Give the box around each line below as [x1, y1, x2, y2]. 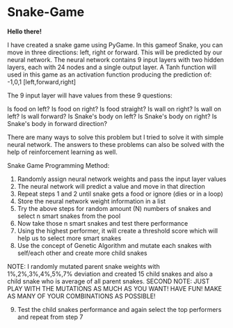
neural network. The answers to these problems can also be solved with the [7, 140, 225, 148]
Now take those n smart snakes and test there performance [17, 219, 188, 227]
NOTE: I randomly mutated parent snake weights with [7, 262, 160, 270]
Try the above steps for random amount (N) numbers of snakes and [17, 204, 211, 212]
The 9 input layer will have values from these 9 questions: [7, 91, 172, 100]
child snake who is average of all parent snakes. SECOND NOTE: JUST [7, 276, 210, 286]
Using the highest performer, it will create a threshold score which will [17, 226, 218, 235]
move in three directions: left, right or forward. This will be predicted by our [7, 48, 223, 56]
